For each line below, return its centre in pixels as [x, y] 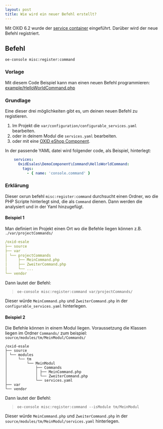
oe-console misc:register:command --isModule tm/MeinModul [78, 407]
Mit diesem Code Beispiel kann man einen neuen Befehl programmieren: [78, 82]
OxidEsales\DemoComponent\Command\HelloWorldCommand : [74, 164]
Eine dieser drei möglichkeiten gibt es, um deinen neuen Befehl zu [71, 111]
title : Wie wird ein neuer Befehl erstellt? [51, 14]
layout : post [18, 10]
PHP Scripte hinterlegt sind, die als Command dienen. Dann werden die [74, 201]
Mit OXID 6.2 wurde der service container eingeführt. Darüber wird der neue [81, 28]
